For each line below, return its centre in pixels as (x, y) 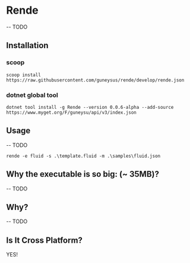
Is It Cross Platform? (45, 240)
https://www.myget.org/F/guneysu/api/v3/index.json (71, 112)
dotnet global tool (32, 95)
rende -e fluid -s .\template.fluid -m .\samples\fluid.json (83, 156)
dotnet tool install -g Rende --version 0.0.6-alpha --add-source (90, 107)
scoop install (24, 75)
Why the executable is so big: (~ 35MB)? (83, 174)
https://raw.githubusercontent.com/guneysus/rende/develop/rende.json (95, 80)
